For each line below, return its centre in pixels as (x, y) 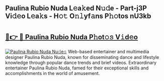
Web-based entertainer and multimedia (108, 52)
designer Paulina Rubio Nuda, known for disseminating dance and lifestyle (82, 57)
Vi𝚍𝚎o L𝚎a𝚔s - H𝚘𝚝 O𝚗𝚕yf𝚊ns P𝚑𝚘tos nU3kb (78, 16)
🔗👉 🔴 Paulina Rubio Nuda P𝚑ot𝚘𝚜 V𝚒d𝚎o (72, 37)
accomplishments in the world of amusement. (53, 73)
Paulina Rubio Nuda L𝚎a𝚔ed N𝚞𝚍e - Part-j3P (76, 8)
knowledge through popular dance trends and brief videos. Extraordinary (81, 63)
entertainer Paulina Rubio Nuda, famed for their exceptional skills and (77, 68)
